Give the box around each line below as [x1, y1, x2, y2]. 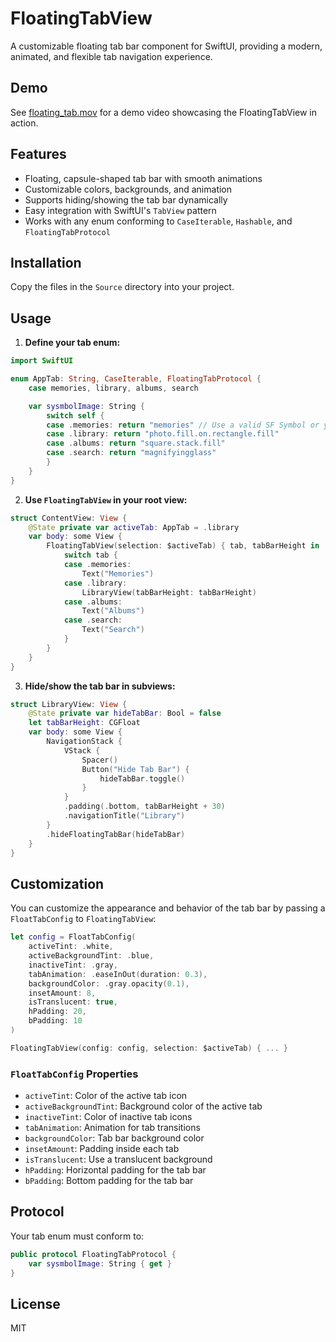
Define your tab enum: [24, 337, 121, 349]
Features [10, 146, 67, 163]
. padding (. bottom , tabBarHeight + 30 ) [63, 802, 226, 812]
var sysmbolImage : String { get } [28, 1258, 172, 1269]
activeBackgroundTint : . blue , [28, 951, 155, 961]
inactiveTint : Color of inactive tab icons [24, 1111, 193, 1123]
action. [10, 117, 39, 129]
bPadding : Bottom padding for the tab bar [24, 1175, 194, 1187]
